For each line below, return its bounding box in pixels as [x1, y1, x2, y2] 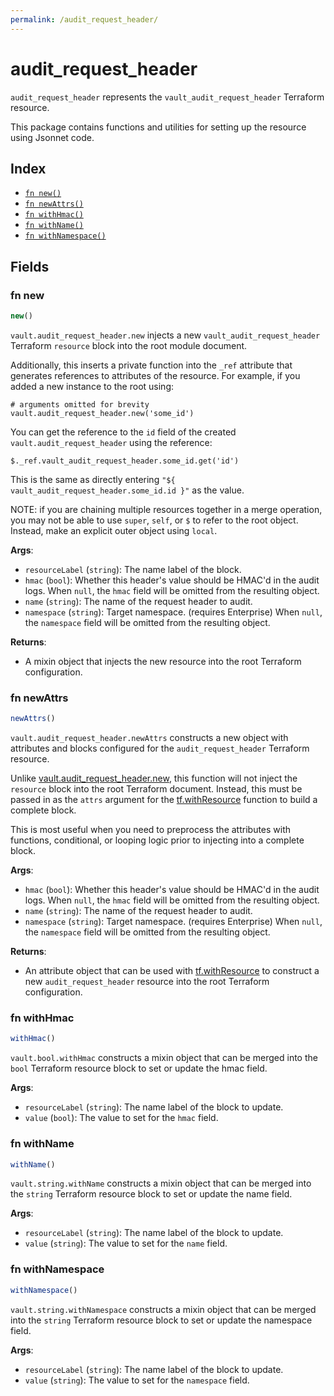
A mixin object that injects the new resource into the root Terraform [24, 655, 302, 667]
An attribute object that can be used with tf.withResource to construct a [24, 965, 320, 977]
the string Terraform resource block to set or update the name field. [10, 1188, 293, 1200]
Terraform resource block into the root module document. [10, 339, 248, 351]
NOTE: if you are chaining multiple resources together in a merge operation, [10, 503, 323, 515]
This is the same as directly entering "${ [10, 473, 176, 485]
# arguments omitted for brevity [10, 399, 150, 410]
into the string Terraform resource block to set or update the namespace [10, 1314, 313, 1326]
